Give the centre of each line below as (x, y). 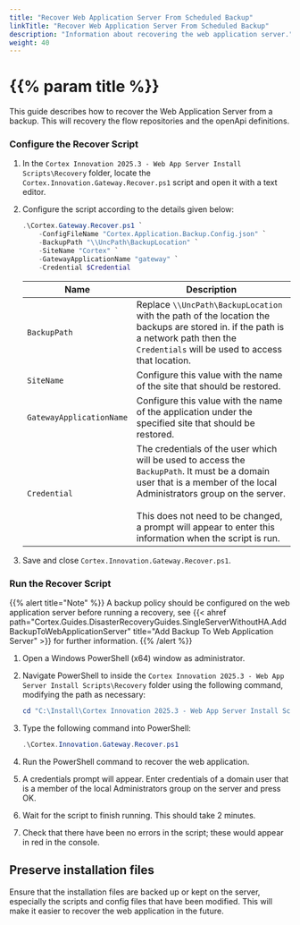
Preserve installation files (82, 870)
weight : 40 (29, 42)
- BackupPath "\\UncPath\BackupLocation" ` (119, 242)
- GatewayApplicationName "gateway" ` (109, 259)
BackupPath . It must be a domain (203, 471)
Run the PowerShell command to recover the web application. (136, 761)
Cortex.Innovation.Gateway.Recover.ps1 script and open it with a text (150, 182)
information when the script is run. (208, 538)
